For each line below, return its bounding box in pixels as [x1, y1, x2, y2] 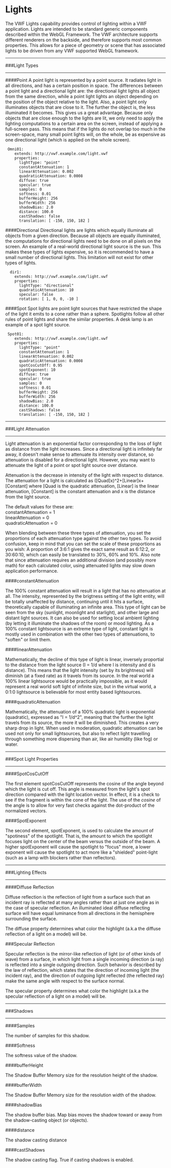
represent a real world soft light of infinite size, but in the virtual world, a [5, 683, 156, 689]
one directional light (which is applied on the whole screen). [5, 136, 131, 143]
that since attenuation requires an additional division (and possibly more [5, 557, 156, 563]
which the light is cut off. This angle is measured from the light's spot [5, 786, 150, 792]
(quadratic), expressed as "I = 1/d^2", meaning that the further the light [5, 714, 154, 720]
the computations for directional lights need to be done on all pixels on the [5, 238, 161, 244]
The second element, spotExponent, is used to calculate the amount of [5, 827, 154, 833]
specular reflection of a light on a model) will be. [5, 993, 107, 999]
